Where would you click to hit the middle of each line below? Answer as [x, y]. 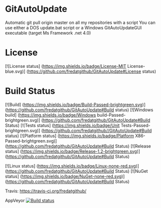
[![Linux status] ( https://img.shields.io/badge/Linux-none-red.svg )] [72, 166]
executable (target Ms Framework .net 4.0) [48, 33]
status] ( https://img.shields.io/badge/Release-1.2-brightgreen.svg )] [73, 151]
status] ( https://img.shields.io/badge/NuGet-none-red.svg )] [65, 176]
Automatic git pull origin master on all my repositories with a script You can [80, 22]
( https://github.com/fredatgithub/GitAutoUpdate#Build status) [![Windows [79, 110]
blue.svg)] [15, 71]
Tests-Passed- [135, 125]
